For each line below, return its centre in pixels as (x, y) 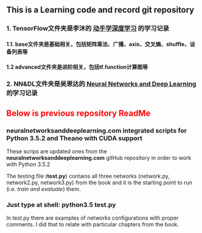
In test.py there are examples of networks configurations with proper (92, 218)
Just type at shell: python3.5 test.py (61, 205)
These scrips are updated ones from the (57, 151)
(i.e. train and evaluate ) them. (44, 189)
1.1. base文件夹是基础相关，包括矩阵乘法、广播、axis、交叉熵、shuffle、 (98, 44)
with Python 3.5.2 (28, 164)
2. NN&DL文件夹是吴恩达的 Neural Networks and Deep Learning (101, 84)
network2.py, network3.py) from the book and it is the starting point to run (99, 183)
